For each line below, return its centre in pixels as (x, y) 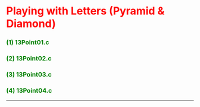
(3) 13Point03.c (29, 74)
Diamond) (31, 24)
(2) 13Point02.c (29, 59)
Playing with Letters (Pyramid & (85, 11)
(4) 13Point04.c (29, 90)
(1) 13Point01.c (28, 42)
